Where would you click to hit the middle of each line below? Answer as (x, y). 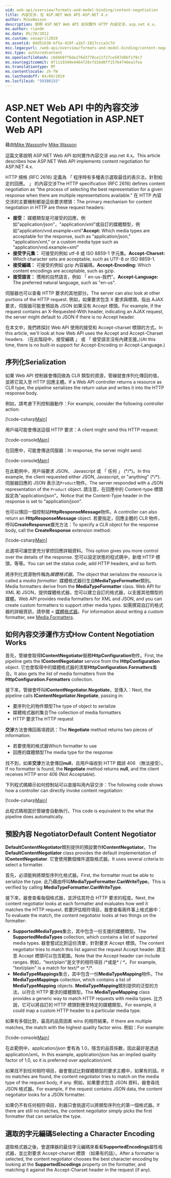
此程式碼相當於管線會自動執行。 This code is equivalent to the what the (79, 811)
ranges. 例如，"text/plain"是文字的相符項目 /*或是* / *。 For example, (84, 962)
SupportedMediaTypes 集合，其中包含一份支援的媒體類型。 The (79, 931)
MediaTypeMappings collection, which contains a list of (72, 980)
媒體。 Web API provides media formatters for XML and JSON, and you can (84, 599)
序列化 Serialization (36, 362)
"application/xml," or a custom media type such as (65, 242)
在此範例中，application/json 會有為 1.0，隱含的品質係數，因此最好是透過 (82, 1048)
